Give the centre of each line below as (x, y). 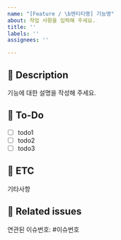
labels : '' (23, 34)
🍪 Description (38, 75)
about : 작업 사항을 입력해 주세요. (52, 20)
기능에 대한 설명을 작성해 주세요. (52, 92)
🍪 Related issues (45, 211)
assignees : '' (28, 40)
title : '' (22, 27)
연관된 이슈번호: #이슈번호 (44, 229)
